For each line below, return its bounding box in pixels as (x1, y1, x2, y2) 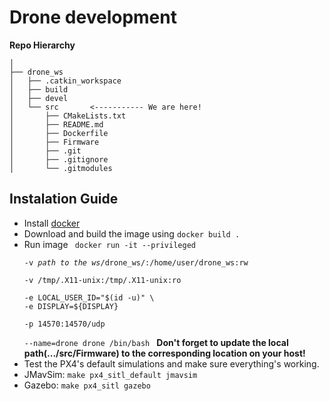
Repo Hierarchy (9, 39, 76, 51)
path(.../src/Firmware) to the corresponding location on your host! (23, 347, 306, 359)
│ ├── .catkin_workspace (9, 76, 122, 86)
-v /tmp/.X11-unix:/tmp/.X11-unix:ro (23, 275, 182, 285)
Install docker (23, 217, 81, 229)
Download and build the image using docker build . (23, 227, 241, 240)
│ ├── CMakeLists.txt (9, 111, 127, 121)
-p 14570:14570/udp (23, 319, 106, 329)
